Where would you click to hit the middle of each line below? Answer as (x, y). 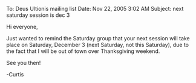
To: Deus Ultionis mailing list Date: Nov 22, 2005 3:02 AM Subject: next (95, 9)
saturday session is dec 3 (38, 15)
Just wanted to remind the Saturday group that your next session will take (98, 38)
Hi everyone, (22, 27)
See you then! (24, 63)
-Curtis (15, 74)
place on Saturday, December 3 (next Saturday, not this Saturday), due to (98, 45)
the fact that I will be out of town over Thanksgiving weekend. (83, 51)
